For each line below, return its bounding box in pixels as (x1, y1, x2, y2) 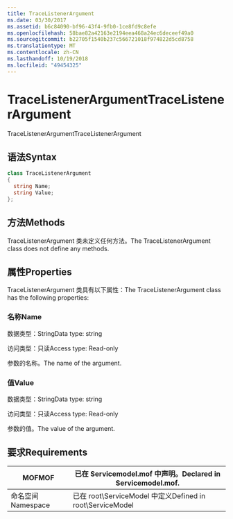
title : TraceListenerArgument (7, 10, 95, 17)
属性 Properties (7, 266, 72, 278)
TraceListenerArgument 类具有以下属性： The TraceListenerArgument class (7, 286, 221, 294)
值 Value (7, 377, 35, 387)
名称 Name (7, 312, 42, 322)
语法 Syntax (7, 151, 57, 163)
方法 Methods (7, 216, 65, 229)
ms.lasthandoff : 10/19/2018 (7, 56, 89, 62)
